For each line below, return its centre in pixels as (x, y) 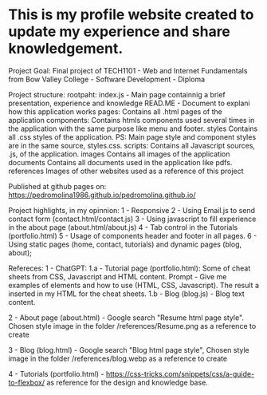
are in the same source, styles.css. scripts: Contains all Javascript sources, (132, 145)
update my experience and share (120, 32)
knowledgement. (66, 49)
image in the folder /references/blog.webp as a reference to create (118, 358)
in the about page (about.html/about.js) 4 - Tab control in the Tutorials (123, 227)
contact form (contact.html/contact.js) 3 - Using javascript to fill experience (132, 219)
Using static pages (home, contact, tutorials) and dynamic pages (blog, (125, 244)
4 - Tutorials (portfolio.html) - (57, 373)
